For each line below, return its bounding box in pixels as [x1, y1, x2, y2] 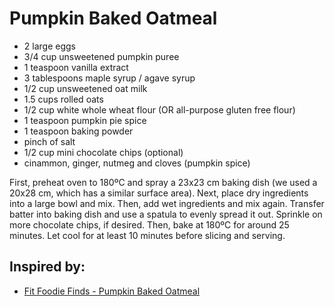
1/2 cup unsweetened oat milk [23, 82, 148, 94]
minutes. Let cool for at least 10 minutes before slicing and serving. [9, 229, 286, 241]
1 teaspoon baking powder [23, 125, 134, 137]
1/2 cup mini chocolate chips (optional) [23, 146, 184, 158]
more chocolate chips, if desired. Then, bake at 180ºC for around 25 [9, 218, 290, 231]
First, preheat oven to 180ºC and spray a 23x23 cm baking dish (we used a [9, 176, 318, 188]
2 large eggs [23, 40, 76, 52]
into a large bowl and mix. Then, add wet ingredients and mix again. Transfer [9, 197, 325, 209]
